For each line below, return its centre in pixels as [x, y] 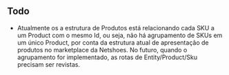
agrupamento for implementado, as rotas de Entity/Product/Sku [107, 57]
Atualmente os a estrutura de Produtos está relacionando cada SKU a [116, 28]
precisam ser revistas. [49, 64]
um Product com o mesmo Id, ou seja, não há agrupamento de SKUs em [120, 35]
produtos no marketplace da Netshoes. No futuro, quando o [102, 50]
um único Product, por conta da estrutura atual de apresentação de [113, 42]
